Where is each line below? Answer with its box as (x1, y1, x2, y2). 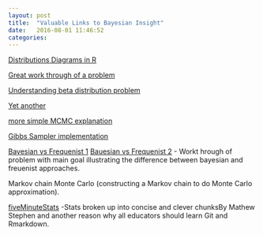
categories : (8, 33, 47, 42)
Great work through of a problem (8, 70, 115, 80)
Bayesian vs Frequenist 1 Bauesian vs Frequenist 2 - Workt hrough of (8, 147, 233, 156)
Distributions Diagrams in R (8, 55, 97, 65)
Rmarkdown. (8, 219, 50, 229)
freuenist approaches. (8, 163, 81, 173)
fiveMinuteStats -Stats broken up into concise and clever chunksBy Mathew (8, 203, 255, 212)
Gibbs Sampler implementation (8, 132, 109, 141)
